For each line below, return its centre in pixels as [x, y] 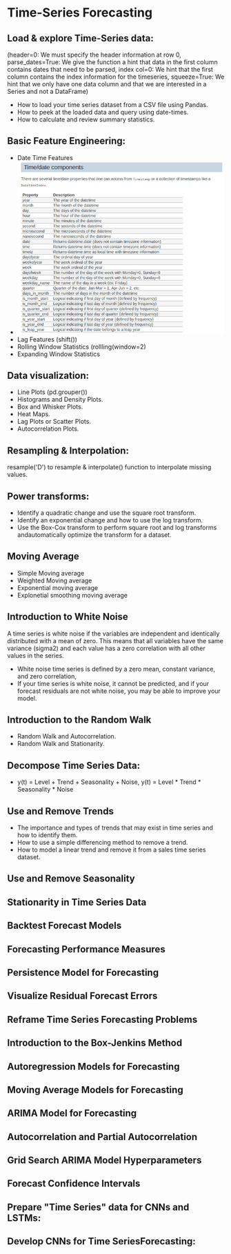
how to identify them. [47, 835]
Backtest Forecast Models [64, 926]
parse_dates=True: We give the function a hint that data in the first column [113, 62]
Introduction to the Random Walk [79, 719]
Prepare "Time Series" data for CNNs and [98, 1207]
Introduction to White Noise [68, 617]
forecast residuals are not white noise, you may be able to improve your [119, 691]
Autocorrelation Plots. [48, 429]
